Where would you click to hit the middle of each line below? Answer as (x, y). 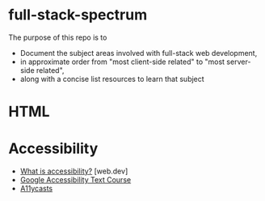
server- (238, 62)
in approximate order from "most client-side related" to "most (122, 62)
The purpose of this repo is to (58, 37)
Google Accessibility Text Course (76, 180)
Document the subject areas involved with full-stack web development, (139, 53)
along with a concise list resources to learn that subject (112, 79)
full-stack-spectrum (78, 15)
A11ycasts (36, 189)
